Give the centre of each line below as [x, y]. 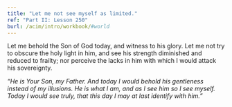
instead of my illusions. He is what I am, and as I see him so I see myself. [111, 89]
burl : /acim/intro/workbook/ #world [59, 26]
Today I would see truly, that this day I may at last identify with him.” [105, 96]
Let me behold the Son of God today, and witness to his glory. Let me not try [116, 46]
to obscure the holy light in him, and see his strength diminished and [105, 53]
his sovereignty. [30, 68]
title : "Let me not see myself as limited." [72, 13]
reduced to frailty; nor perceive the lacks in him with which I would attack [112, 61]
